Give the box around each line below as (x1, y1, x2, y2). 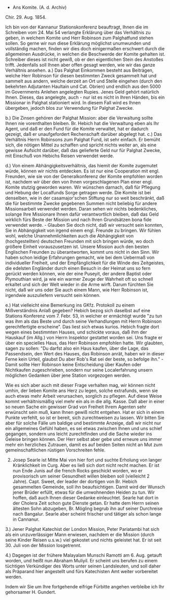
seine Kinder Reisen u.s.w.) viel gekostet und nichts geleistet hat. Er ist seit (5, 537, 161, 543)
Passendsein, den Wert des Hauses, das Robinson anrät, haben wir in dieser (5, 351, 165, 356)
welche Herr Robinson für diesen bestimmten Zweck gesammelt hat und (5, 73, 157, 78)
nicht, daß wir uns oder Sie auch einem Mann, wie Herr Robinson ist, (5, 287, 149, 293)
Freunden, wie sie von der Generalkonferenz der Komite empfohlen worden (5, 173, 163, 179)
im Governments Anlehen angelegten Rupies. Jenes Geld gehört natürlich (5, 89, 159, 95)
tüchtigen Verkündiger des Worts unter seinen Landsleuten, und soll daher (5, 563, 161, 569)
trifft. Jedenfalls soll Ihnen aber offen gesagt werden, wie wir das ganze (5, 62, 156, 68)
